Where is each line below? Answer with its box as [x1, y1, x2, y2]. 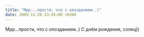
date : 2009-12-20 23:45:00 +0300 [5, 12, 77, 17]
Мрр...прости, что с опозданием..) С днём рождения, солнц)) [5, 26, 139, 32]
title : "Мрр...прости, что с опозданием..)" [5, 7, 102, 13]
